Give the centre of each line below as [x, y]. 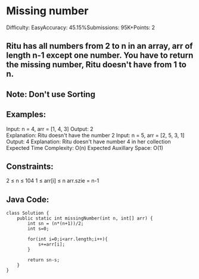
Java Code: [28, 200]
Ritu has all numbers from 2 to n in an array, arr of [99, 46]
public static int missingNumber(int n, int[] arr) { [85, 218]
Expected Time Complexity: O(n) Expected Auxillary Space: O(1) [85, 148]
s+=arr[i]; [52, 244]
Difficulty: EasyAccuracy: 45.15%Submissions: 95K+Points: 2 [81, 27]
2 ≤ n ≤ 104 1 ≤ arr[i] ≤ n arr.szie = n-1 [53, 181]
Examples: [26, 115]
